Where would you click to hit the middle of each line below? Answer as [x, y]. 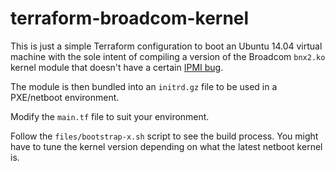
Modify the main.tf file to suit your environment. [110, 116]
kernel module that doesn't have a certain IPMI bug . [117, 67]
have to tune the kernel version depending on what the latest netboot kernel [166, 146]
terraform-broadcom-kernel [130, 18]
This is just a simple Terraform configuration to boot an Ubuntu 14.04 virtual [166, 46]
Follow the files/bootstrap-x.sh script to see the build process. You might [164, 136]
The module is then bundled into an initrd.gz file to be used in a [144, 86]
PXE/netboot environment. [65, 97]
